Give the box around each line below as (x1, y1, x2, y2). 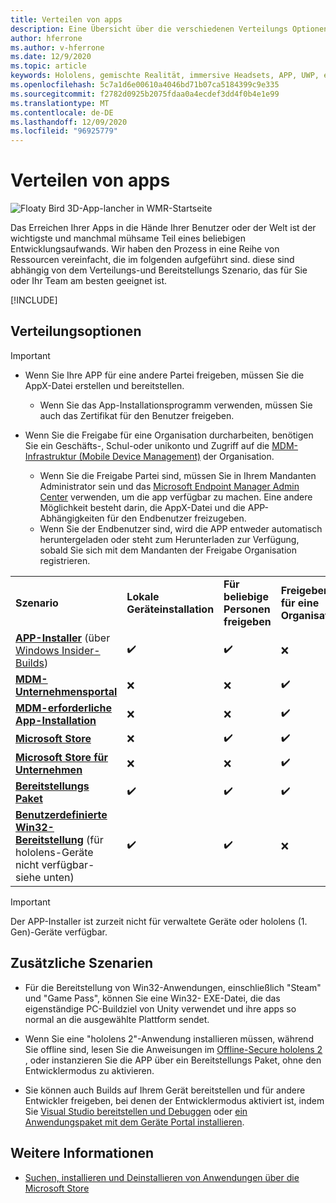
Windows (15, 643, 60, 657)
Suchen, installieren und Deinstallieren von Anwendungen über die (24, 1171, 300, 1183)
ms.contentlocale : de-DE (10, 107, 114, 118)
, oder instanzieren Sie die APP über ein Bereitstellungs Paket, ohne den (24, 1054, 322, 1066)
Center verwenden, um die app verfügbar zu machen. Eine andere (39, 491, 313, 503)
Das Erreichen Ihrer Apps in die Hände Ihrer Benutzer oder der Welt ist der (10, 222, 317, 234)
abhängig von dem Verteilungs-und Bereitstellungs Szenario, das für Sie (10, 264, 308, 276)
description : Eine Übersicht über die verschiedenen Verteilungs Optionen (10, 24, 329, 34)
